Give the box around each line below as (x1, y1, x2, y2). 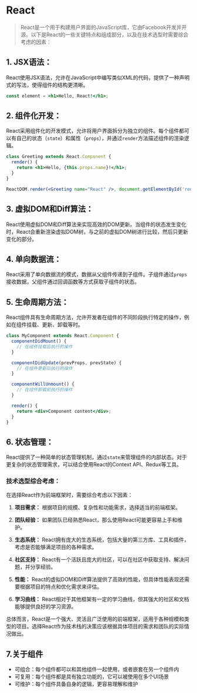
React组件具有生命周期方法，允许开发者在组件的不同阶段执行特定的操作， (6, 314, 185, 321)
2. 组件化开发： (6, 111, 62, 121)
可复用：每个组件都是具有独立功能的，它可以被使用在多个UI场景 (14, 673, 169, 680)
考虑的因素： (20, 38, 52, 45)
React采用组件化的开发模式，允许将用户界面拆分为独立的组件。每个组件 (6, 127, 179, 134)
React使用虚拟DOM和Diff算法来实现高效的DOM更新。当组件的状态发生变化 (6, 221, 186, 228)
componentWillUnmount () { (11, 381, 75, 388)
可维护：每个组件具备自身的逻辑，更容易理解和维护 (14, 681, 138, 688)
